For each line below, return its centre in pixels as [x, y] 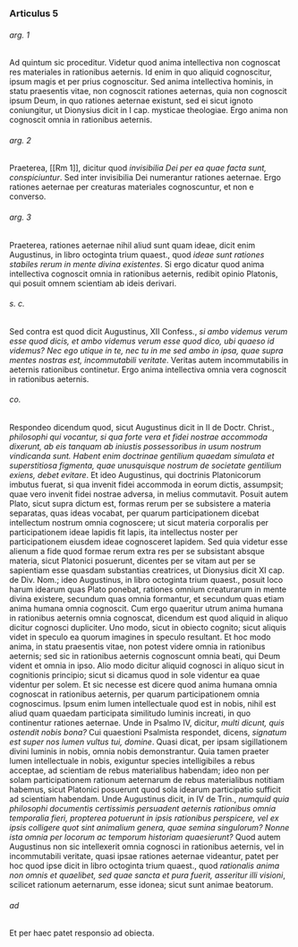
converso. [28, 196]
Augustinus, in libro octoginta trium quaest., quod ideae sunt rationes [137, 255]
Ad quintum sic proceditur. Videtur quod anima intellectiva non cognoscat [145, 63]
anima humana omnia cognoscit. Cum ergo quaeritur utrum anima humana [146, 608]
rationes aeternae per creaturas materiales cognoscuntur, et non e [132, 187]
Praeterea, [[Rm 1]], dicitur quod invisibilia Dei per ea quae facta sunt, [138, 168]
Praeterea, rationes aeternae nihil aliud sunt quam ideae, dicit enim [132, 245]
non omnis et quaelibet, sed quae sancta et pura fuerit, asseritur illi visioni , [148, 875]
